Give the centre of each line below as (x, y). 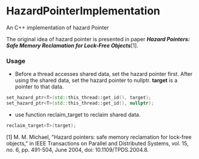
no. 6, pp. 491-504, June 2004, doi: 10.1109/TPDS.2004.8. (78, 149)
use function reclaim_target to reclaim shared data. (78, 114)
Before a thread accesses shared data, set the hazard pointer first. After (104, 74)
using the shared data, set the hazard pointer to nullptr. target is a (96, 80)
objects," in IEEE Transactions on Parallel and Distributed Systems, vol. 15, (97, 143)
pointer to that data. (39, 87)
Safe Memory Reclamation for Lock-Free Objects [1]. (73, 45)
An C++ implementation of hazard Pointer (58, 27)
